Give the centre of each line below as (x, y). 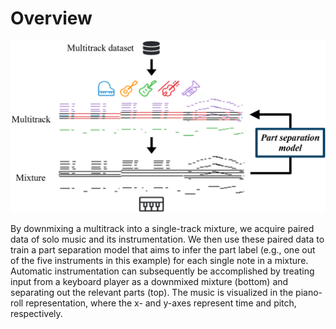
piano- (309, 293)
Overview (51, 18)
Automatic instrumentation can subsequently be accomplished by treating (162, 271)
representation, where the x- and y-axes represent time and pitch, (161, 303)
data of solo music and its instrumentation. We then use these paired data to (167, 239)
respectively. (36, 314)
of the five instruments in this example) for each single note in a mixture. (159, 261)
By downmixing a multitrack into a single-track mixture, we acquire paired (162, 229)
